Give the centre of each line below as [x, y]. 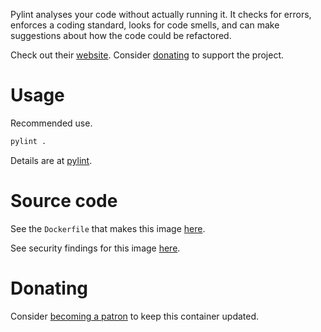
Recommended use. [51, 123]
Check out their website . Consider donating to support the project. [147, 55]
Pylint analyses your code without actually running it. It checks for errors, [161, 14]
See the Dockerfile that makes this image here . [108, 228]
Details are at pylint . [51, 160]
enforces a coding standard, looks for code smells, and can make [145, 25]
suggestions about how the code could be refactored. [121, 35]
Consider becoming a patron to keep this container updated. [135, 316]
